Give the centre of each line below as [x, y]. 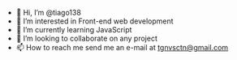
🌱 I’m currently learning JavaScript [74, 30]
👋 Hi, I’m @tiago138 [48, 13]
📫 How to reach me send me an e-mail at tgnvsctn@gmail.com [122, 47]
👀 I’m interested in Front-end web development [95, 21]
